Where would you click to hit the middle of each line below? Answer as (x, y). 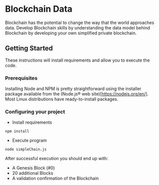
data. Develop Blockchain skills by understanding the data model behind (78, 27)
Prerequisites (21, 78)
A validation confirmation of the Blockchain (55, 178)
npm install (17, 131)
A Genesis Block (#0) (33, 168)
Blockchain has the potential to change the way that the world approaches (80, 23)
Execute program (30, 140)
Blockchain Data (39, 9)
